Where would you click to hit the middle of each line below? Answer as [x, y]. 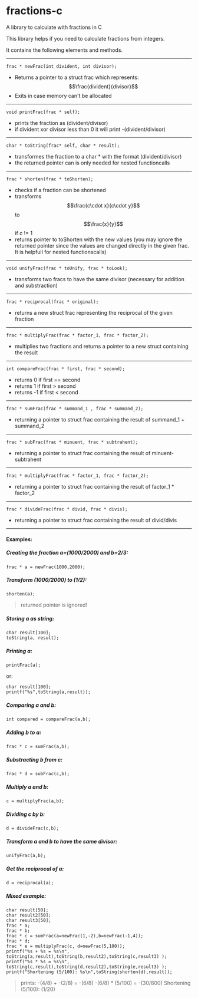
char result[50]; [27, 910]
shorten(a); [21, 594]
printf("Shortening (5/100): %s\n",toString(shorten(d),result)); [89, 972]
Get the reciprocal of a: [35, 868]
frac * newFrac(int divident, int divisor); [62, 66]
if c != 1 [24, 233]
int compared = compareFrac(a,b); [49, 719]
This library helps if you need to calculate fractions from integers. [85, 38]
